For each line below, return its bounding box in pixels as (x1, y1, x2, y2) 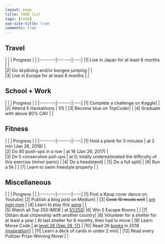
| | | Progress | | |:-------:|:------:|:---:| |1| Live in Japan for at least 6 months (5, 57, 160, 63)
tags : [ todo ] (5, 16, 32, 21)
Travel (5, 44, 25, 52)
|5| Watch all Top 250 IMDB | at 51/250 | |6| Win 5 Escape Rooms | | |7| (5, 207, 148, 213)
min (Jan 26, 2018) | (5, 143, 46, 149)
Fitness (5, 125, 29, 133)
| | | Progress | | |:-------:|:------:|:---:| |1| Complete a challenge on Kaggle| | (5, 100, 160, 106)
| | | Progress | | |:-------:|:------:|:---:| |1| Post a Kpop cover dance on (5, 191, 147, 197)
